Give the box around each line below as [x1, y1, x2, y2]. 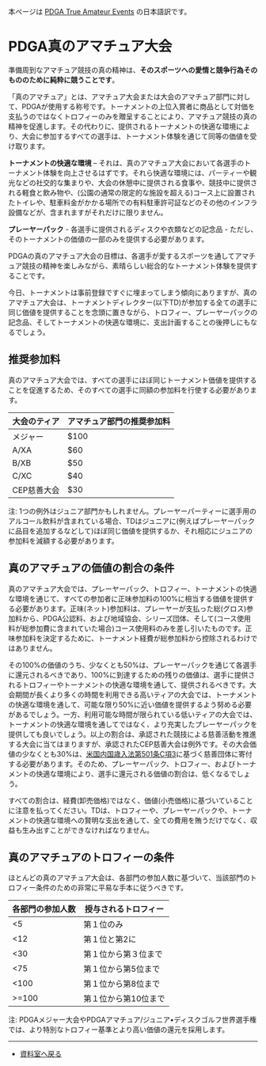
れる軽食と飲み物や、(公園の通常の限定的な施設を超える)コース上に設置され [8, 188, 256, 197]
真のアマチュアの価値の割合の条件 [8, 561, 175, 575]
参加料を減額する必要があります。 [8, 536, 119, 545]
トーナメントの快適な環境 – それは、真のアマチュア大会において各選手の [8, 157, 245, 168]
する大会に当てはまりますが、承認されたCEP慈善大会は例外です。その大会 [8, 739, 250, 749]
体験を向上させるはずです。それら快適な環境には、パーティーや [42, 168, 250, 177]
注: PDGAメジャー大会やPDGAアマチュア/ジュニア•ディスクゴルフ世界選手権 [8, 1015, 257, 1025]
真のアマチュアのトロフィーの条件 [8, 850, 175, 864]
